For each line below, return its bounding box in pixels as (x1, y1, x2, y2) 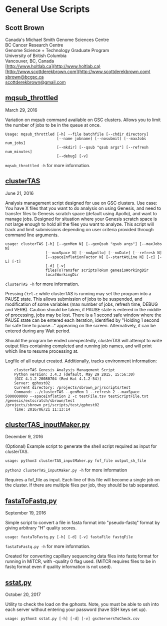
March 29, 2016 (5, 107, 37, 113)
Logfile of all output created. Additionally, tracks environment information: (5, 358, 157, 364)
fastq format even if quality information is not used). (5, 564, 112, 570)
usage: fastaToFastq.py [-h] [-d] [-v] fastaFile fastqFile (5, 534, 133, 540)
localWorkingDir (45, 272, 79, 277)
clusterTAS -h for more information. (5, 281, 79, 287)
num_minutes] (5, 149, 32, 154)
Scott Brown (5, 24, 44, 32)
